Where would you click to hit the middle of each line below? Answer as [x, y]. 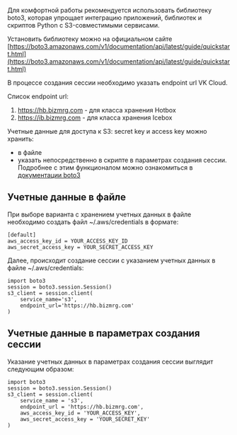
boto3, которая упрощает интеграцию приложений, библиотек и [105, 18]
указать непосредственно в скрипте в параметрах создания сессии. [122, 160]
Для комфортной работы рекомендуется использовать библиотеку [110, 10]
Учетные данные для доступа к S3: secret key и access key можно [107, 131]
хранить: [21, 139]
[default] [22, 235]
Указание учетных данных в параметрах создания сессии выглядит [110, 361]
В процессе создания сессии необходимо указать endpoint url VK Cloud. [117, 83]
